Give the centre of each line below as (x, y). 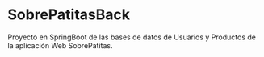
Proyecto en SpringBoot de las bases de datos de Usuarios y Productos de (132, 37)
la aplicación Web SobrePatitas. (61, 45)
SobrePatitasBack (69, 15)
